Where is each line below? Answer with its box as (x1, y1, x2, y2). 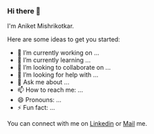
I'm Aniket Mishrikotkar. (7, 22, 75, 30)
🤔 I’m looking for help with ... (17, 70, 99, 79)
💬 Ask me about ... (17, 78, 70, 86)
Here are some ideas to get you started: (7, 35, 121, 44)
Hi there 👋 (7, 6, 41, 16)
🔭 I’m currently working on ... (17, 48, 99, 57)
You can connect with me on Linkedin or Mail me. (7, 119, 148, 128)
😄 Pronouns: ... (17, 96, 62, 104)
